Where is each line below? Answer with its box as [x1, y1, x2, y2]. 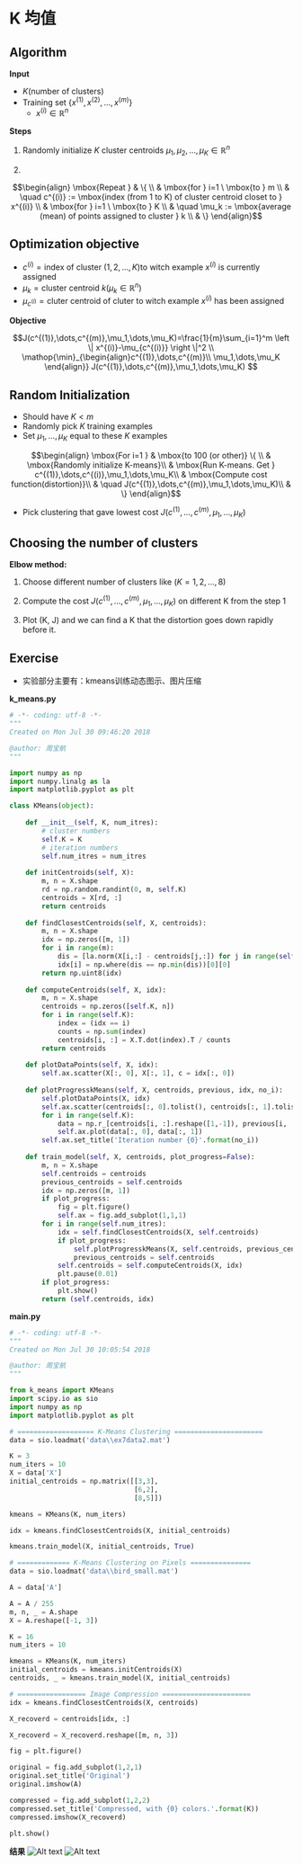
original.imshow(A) [9, 1780, 83, 1789]
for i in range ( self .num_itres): [41, 1219, 167, 1228]
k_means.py [9, 693, 57, 704]
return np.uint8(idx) [41, 968, 123, 977]
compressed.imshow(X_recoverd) [9, 1813, 127, 1822]
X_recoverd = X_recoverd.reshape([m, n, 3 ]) [9, 1730, 179, 1740]
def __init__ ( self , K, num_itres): [25, 818, 159, 827]
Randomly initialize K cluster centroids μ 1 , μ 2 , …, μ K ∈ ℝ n [22, 143, 231, 157]
